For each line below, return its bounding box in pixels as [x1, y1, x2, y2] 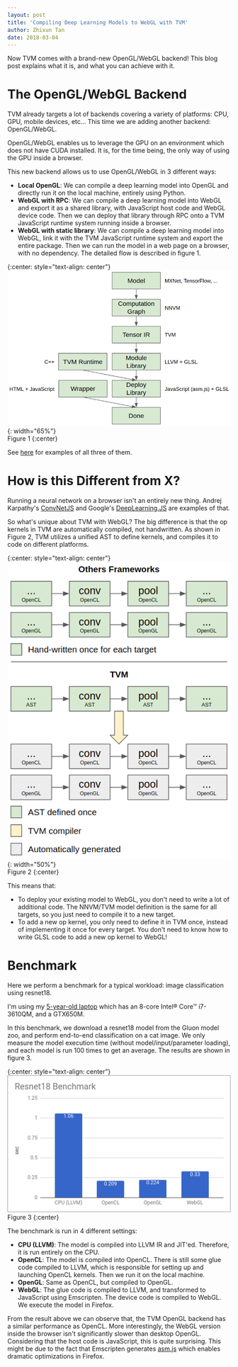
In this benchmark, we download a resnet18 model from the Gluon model [7, 1023, 220, 1032]
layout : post [7, 11, 46, 18]
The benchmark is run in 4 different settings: [7, 1226, 137, 1235]
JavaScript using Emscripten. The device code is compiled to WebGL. [17, 1293, 222, 1301]
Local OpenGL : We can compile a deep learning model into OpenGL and [17, 181, 229, 190]
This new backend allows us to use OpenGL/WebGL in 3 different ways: [7, 167, 217, 176]
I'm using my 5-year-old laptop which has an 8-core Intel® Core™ [7, 1002, 197, 1011]
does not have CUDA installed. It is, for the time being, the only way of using [7, 146, 230, 155]
